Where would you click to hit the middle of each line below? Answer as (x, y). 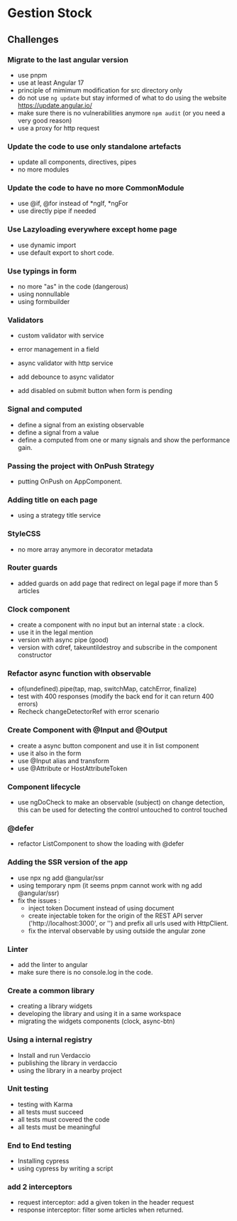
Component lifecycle (44, 787)
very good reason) (45, 120)
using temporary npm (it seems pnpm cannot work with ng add (110, 885)
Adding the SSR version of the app (68, 862)
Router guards (33, 567)
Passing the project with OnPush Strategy (81, 466)
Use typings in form (42, 271)
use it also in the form (49, 753)
